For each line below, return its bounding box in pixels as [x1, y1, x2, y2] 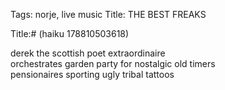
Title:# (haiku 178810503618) [10, 28, 130, 39]
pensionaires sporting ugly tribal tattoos [10, 69, 175, 80]
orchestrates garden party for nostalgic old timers [10, 58, 216, 69]
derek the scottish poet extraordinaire [10, 47, 166, 59]
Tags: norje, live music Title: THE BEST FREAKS [10, 9, 207, 20]
